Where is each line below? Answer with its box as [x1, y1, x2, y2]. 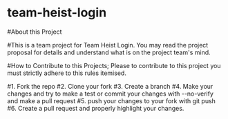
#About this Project [7, 28, 62, 36]
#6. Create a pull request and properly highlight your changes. [7, 104, 184, 112]
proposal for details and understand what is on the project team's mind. [7, 48, 211, 56]
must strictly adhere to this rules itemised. [7, 69, 126, 77]
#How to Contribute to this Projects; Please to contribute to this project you [7, 61, 221, 69]
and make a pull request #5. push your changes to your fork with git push [7, 96, 216, 105]
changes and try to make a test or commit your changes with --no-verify [7, 89, 214, 98]
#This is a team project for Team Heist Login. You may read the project [7, 41, 209, 49]
